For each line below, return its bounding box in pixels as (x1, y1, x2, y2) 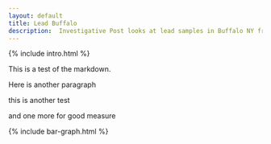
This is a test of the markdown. (8, 64, 111, 74)
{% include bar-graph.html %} (8, 126, 109, 137)
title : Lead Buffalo (8, 19, 78, 27)
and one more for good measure (8, 111, 116, 121)
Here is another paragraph (8, 80, 97, 89)
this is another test (8, 96, 70, 105)
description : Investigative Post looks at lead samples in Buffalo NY (8, 27, 254, 35)
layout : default (8, 11, 63, 20)
